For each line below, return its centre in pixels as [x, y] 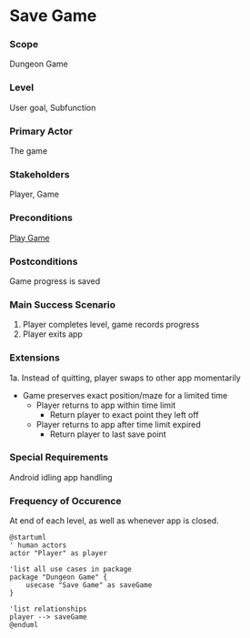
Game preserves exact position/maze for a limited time [125, 395]
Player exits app [53, 334]
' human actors [38, 546]
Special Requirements [59, 458]
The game [29, 151]
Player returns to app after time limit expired [119, 424]
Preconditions [41, 218]
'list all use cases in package [70, 570]
